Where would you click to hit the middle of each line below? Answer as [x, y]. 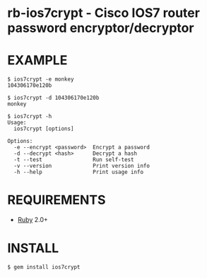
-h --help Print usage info [78, 172]
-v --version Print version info [82, 166]
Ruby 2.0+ [32, 220]
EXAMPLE [37, 60]
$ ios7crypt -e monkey [41, 79]
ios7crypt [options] [44, 129]
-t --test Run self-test [74, 160]
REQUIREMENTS [57, 200]
